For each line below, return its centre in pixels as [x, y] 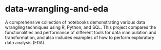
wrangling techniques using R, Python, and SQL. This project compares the [80, 27]
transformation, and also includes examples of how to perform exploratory [80, 37]
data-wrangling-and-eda [57, 9]
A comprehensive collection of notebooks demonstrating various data [75, 22]
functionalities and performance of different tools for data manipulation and [81, 32]
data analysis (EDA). [25, 42]
